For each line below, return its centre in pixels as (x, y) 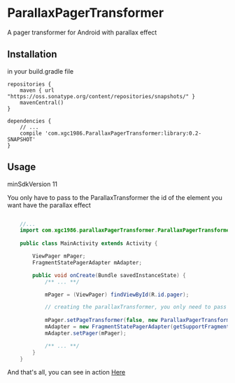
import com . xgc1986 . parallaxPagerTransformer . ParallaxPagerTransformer (126, 230)
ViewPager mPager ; (59, 256)
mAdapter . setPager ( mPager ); (86, 333)
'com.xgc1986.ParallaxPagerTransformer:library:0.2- (123, 133)
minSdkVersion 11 (33, 184)
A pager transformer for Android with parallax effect (82, 32)
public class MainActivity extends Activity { (89, 243)
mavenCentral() (42, 102)
